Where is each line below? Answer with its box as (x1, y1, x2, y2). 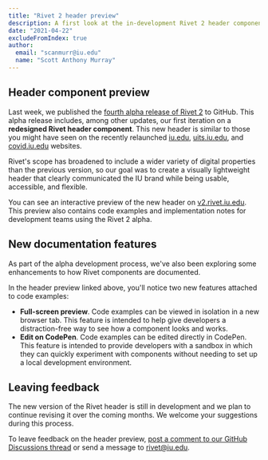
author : (8, 42, 34, 50)
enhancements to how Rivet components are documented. (8, 267, 201, 276)
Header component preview (8, 85, 150, 100)
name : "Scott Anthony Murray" (15, 57, 116, 65)
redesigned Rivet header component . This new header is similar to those (8, 124, 251, 133)
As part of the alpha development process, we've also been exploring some (8, 259, 257, 268)
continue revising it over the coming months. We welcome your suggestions (8, 410, 258, 420)
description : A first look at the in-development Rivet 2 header (8, 19, 230, 27)
